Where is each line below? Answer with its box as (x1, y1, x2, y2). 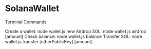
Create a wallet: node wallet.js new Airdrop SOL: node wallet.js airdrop (5, 28, 147, 34)
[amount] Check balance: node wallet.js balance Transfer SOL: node (5, 33, 142, 39)
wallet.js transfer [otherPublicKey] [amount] (5, 38, 93, 44)
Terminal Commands (5, 19, 47, 25)
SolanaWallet (5, 3, 59, 14)
